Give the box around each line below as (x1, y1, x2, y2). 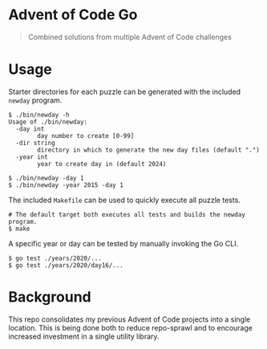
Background (8, 288, 91, 306)
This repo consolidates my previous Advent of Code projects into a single (8, 315, 251, 324)
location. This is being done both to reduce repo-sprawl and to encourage (8, 323, 253, 332)
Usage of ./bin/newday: (8, 118, 88, 126)
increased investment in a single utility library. (8, 331, 160, 341)
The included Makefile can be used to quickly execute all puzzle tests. (8, 195, 241, 205)
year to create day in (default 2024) (37, 160, 167, 168)
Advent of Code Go (8, 6, 138, 24)
